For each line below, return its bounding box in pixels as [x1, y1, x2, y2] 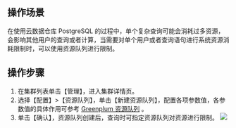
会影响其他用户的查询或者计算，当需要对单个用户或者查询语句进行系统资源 [7, 35, 223, 44]
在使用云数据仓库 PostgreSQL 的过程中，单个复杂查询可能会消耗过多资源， [7, 27, 225, 35]
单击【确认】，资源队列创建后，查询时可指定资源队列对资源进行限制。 [17, 113, 218, 122]
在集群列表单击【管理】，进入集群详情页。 [17, 87, 139, 95]
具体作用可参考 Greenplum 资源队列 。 [36, 104, 148, 113]
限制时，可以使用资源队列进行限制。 [13, 44, 118, 53]
